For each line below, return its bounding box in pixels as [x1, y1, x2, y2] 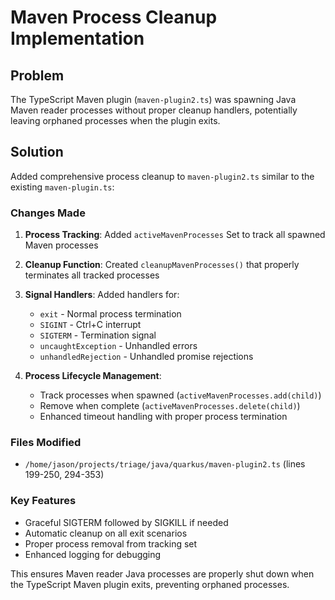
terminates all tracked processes [24, 269, 160, 281]
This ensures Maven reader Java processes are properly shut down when [10, 567, 315, 580]
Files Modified [10, 436, 82, 450]
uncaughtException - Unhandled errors [39, 340, 198, 352]
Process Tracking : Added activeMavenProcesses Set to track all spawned [24, 229, 326, 241]
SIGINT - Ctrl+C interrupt [39, 319, 142, 331]
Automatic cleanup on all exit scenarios [24, 527, 188, 539]
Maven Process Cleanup [10, 6, 218, 29]
